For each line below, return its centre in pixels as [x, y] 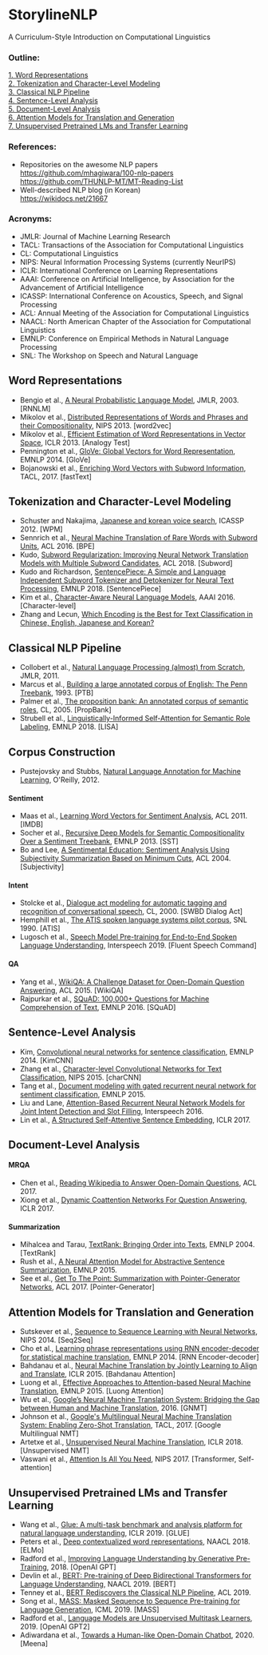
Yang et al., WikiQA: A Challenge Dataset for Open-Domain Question [132, 981]
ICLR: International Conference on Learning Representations [118, 270]
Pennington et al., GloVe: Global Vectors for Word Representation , [128, 451]
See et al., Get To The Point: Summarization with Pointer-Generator [130, 1279]
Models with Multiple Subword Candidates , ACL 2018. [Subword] [126, 563]
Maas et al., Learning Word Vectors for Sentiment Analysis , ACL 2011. [134, 816]
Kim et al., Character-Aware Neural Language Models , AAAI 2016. [127, 597]
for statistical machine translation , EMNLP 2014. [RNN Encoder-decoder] [139, 1357]
